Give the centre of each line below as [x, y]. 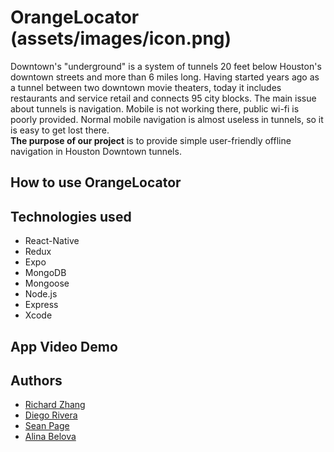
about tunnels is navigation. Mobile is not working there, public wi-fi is [155, 108]
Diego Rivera [51, 415]
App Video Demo [64, 346]
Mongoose [47, 283]
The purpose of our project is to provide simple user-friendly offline [151, 140]
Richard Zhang [55, 405]
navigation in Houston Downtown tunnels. [96, 151]
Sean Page [47, 426]
